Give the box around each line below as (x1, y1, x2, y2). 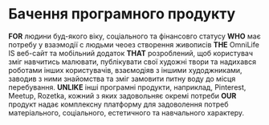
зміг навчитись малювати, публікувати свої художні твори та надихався (8, 57, 257, 67)
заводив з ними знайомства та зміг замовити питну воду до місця (8, 74, 236, 83)
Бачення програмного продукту (8, 5, 236, 23)
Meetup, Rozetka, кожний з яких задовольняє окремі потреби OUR (8, 91, 237, 100)
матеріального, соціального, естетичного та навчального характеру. (8, 107, 245, 117)
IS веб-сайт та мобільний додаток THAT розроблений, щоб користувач (8, 48, 254, 58)
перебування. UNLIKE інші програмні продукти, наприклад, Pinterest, (8, 82, 247, 92)
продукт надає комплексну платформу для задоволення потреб (8, 99, 229, 109)
